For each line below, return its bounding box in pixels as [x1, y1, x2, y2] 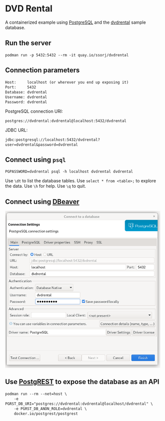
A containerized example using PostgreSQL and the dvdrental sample [5, 19, 146, 25]
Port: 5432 [5, 84, 36, 89]
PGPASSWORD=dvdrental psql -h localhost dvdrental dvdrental [5, 169, 133, 174]
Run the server [5, 39, 52, 47]
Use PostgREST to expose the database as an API [5, 378, 160, 386]
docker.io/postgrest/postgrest [14, 411, 78, 416]
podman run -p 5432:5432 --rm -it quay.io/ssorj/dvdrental [5, 52, 129, 57]
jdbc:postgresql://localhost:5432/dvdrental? [5, 137, 100, 142]
